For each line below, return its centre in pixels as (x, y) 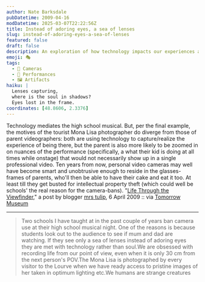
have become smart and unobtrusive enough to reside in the (82, 171)
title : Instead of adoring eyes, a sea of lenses (71, 29)
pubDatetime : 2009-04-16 (38, 18)
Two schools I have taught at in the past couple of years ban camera (107, 220)
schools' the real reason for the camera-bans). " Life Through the (88, 190)
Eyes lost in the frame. (43, 102)
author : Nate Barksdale (37, 12)
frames (15, 177)
